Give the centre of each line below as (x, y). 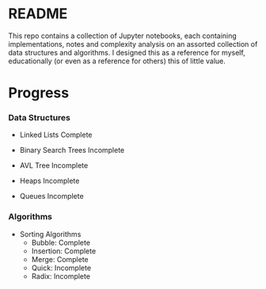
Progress (39, 93)
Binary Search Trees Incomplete (72, 150)
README (38, 14)
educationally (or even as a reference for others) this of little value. (117, 61)
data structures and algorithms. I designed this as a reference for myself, (127, 52)
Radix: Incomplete (61, 276)
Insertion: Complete (64, 251)
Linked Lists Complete (56, 135)
